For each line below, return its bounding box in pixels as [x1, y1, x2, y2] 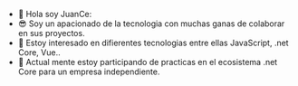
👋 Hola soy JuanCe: [17, 9, 92, 19]
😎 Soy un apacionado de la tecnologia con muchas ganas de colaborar [17, 18, 285, 29]
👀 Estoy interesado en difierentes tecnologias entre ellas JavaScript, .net [17, 37, 289, 48]
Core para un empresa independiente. [17, 66, 160, 77]
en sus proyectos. [17, 28, 85, 38]
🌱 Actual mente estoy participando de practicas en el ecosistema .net [17, 57, 278, 67]
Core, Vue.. [17, 47, 61, 58]
